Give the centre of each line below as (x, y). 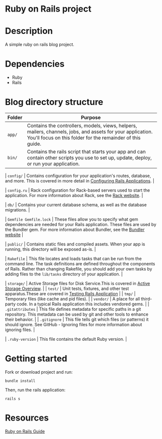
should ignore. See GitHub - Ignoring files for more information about (74, 325)
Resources (27, 418)
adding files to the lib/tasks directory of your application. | (64, 274)
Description (29, 31)
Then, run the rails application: (35, 390)
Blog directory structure (54, 102)
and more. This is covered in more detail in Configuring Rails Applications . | (80, 181)
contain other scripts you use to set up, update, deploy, (89, 158)
